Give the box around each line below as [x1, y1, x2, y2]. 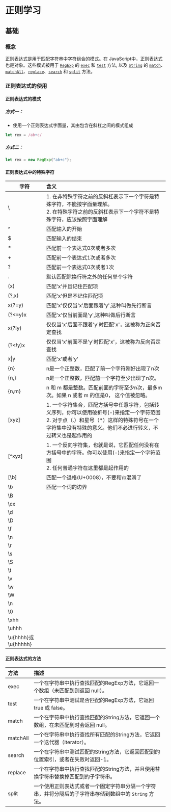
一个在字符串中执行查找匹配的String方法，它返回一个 [34, 714, 160, 721]
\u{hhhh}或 [8, 634, 34, 641]
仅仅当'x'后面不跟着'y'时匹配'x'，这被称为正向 [46, 321, 156, 328]
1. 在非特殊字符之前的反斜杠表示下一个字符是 [46, 193, 154, 200]
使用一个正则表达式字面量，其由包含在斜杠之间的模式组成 [12, 122, 133, 128]
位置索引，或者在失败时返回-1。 [34, 756, 112, 763]
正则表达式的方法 [5, 656, 41, 662]
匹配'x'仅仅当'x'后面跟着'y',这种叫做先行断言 [46, 302, 152, 309]
